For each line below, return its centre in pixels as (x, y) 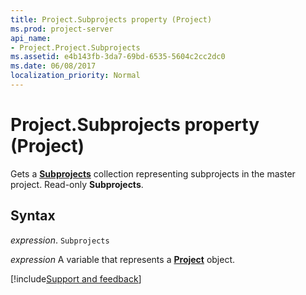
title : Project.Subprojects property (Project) (111, 19)
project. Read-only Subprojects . (77, 184)
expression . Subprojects (60, 240)
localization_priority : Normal (75, 76)
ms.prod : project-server (62, 29)
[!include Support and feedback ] (76, 278)
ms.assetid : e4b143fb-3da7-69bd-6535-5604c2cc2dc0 (118, 57)
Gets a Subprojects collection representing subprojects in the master (153, 173)
